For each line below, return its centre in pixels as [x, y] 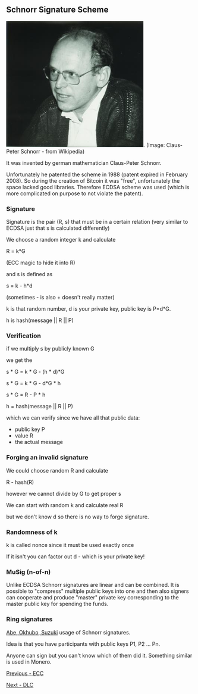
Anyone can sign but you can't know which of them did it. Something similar [99, 655]
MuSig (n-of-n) [29, 572]
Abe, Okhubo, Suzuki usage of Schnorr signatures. [68, 632]
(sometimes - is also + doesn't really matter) [60, 298]
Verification [24, 336]
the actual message [39, 442]
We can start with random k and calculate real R [65, 505]
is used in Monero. [29, 662]
